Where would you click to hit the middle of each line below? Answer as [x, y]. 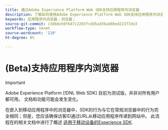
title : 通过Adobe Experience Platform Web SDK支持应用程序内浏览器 [72, 10]
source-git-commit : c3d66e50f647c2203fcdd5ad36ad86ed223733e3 [71, 24]
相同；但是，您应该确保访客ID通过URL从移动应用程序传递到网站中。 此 [82, 116]
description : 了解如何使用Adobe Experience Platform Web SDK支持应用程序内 [81, 14]
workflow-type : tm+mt [28, 28]
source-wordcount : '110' [31, 33]
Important [15, 82]
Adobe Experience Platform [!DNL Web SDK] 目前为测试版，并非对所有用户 [82, 92]
